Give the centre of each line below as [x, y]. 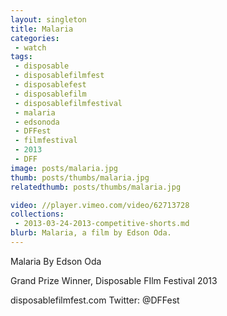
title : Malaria [42, 29]
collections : [37, 214]
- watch [30, 47]
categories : [35, 38]
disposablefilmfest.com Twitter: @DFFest [95, 300]
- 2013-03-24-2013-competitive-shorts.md [102, 224]
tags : [21, 57]
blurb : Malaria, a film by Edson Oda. [91, 233]
